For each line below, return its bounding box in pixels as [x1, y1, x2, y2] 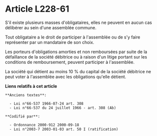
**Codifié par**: [5, 114, 40, 119]
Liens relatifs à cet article [5, 83, 57, 89]
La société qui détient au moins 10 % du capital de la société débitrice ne [5, 68, 152, 74]
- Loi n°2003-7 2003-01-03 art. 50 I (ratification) [9, 127, 119, 132]
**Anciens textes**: [5, 93, 47, 97]
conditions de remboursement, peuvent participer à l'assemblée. [5, 59, 135, 65]
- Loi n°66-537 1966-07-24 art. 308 [9, 101, 84, 106]
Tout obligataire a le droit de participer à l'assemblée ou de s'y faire [5, 34, 140, 40]
